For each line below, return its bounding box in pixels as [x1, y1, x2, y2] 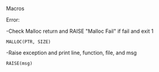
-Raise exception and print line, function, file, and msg [6, 49, 137, 56]
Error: [6, 16, 20, 23]
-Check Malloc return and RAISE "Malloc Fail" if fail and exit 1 [6, 28, 154, 35]
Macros [6, 5, 25, 12]
